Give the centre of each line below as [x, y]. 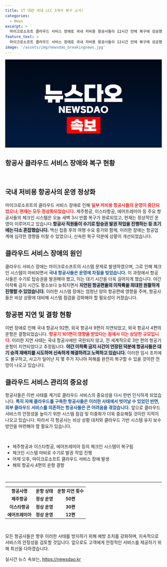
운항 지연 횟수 [70, 491]
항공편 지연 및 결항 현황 [39, 315]
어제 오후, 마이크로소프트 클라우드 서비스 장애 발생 [61, 459]
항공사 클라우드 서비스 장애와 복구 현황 [60, 163]
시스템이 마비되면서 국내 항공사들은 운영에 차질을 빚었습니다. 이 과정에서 [80, 273]
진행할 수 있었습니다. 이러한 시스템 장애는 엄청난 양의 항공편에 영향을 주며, [77, 291]
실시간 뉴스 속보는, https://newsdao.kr [43, 559]
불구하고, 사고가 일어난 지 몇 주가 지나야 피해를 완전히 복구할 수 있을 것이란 [83, 359]
